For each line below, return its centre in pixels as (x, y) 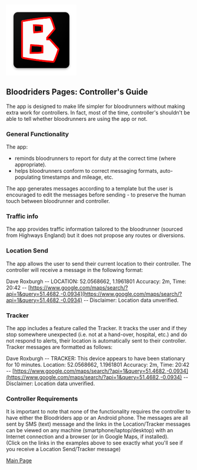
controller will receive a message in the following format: (75, 269)
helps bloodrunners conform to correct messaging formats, (86, 171)
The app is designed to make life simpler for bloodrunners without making (96, 106)
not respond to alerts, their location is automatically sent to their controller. (96, 341)
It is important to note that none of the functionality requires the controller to (98, 412)
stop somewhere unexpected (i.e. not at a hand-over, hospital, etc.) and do (97, 334)
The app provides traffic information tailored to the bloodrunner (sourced (95, 229)
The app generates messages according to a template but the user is (90, 189)
